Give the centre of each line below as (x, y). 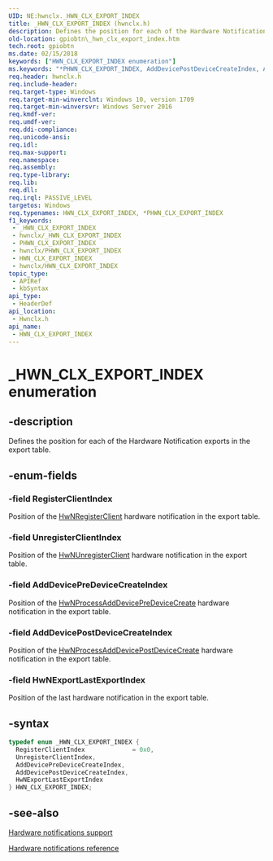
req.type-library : (39, 175)
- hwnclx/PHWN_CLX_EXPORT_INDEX (67, 251)
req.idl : (23, 145)
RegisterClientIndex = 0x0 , (85, 749)
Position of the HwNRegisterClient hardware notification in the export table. (134, 516)
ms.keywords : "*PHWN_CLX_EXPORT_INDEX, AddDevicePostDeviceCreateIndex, (134, 69)
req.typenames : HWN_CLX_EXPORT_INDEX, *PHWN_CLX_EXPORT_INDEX (116, 213)
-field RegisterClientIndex (61, 499)
